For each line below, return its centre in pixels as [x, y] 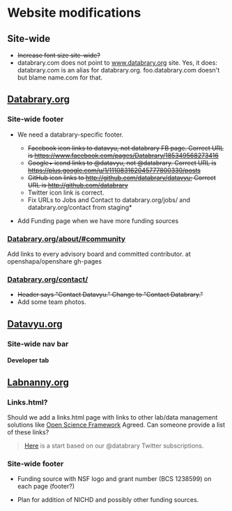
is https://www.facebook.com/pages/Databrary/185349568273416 [123, 155]
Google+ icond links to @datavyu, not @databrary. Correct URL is [122, 162]
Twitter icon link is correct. [66, 192]
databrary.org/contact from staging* [80, 207]
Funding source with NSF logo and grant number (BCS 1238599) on [114, 479]
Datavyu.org [35, 324]
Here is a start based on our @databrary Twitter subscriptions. [114, 445]
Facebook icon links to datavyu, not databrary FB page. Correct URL [126, 148]
